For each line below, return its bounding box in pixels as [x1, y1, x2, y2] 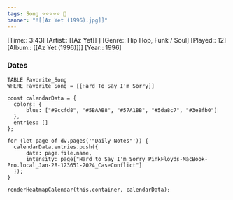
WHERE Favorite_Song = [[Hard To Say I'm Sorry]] [7, 82, 155, 89]
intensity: [25, 155, 58, 162]
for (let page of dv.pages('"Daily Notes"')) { [7, 137, 149, 144]
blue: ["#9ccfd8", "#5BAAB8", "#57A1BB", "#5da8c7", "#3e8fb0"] [25, 107, 218, 114]
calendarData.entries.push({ [13, 144, 99, 151]
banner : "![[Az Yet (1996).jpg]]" [7, 17, 108, 24]
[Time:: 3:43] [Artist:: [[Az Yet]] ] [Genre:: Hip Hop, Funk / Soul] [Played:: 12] [7, 36, 227, 44]
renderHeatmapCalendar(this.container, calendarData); [7, 186, 171, 193]
